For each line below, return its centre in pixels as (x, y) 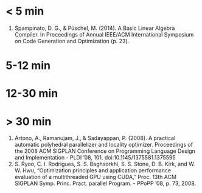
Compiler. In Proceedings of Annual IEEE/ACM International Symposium (104, 34)
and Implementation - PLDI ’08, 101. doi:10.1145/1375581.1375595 (95, 158)
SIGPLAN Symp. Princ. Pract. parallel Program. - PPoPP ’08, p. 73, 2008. (105, 183)
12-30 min (32, 93)
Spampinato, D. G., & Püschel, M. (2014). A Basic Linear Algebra (95, 28)
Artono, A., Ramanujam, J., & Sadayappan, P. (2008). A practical (95, 138)
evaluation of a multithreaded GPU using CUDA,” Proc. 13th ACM (96, 177)
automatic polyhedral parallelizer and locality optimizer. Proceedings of (103, 145)
